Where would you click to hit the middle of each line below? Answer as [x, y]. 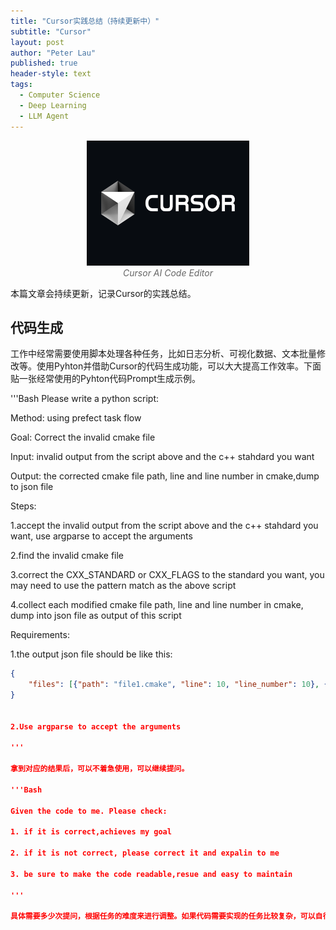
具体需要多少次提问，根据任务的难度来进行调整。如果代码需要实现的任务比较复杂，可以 [163, 916]
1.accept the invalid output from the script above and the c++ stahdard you [164, 526]
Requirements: [40, 635]
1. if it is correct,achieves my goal [91, 832]
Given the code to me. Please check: [89, 811]
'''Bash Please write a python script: [85, 399]
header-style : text [51, 74]
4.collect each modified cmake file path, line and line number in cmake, [157, 605]
